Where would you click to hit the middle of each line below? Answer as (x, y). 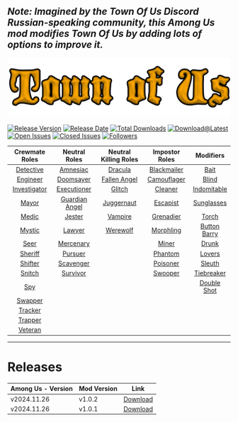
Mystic (30, 230)
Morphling (166, 230)
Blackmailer (166, 169)
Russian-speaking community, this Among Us (111, 23)
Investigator (30, 189)
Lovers (210, 253)
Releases (35, 367)
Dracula (119, 169)
